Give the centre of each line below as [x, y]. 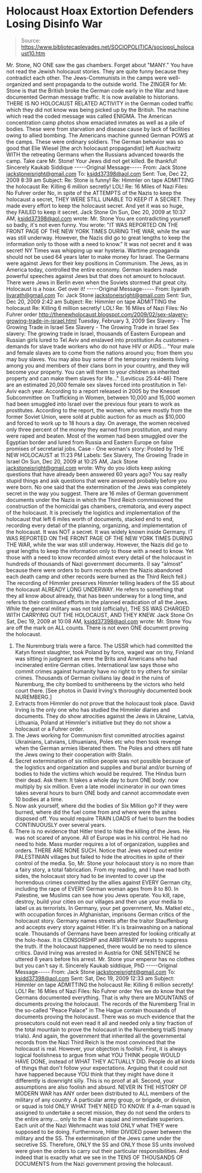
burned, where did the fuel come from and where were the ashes [96, 812]
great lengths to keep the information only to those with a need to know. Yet [100, 551]
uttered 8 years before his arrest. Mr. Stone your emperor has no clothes [105, 959]
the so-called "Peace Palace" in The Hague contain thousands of [96, 1010]
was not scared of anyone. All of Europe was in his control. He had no [101, 837]
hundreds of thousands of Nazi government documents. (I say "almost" [95, 563]
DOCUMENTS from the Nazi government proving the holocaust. [94, 1163]
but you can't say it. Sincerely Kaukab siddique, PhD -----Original [96, 965]
